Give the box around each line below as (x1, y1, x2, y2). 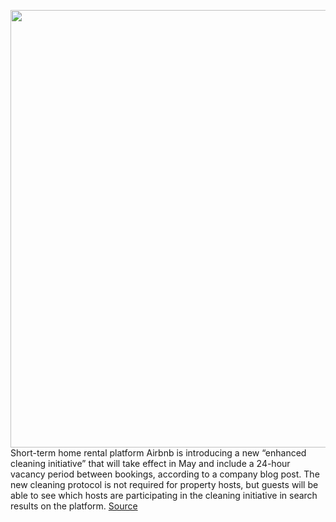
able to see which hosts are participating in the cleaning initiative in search (10, 490, 318, 501)
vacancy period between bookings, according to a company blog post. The (10, 468, 320, 480)
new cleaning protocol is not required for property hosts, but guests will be (10, 479, 319, 490)
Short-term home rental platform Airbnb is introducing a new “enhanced (10, 447, 307, 459)
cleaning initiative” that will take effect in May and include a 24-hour (10, 458, 291, 469)
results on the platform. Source (10, 500, 138, 512)
